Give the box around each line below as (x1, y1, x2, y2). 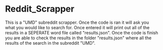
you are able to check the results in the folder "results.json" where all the (5, 35, 152, 41)
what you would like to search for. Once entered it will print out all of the (5, 24, 150, 30)
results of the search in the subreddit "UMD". (5, 40, 96, 46)
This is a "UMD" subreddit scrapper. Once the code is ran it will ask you (5, 19, 149, 25)
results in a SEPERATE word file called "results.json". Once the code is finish (5, 30, 159, 35)
